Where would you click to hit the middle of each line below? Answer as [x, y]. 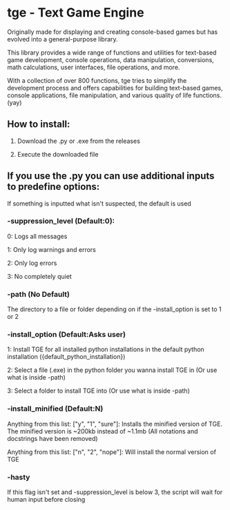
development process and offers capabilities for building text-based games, [115, 88]
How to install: [39, 125]
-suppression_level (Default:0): [61, 221]
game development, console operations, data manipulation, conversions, [111, 59]
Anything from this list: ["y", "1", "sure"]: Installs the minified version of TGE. [115, 424]
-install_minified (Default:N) [55, 409]
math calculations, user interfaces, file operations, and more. [94, 67]
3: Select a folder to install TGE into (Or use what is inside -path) [98, 391]
